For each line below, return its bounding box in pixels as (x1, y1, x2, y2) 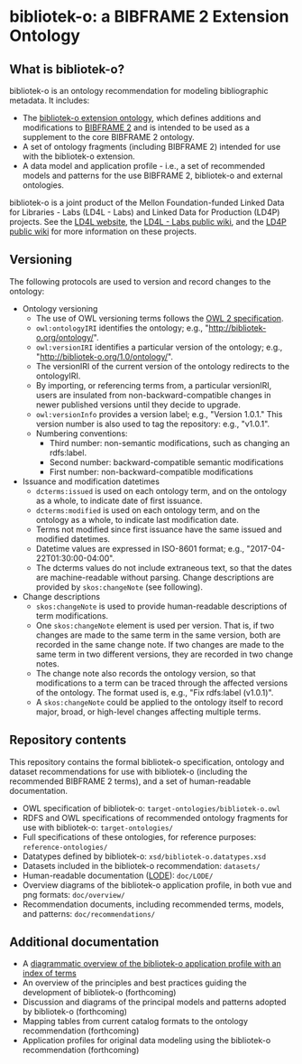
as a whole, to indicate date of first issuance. (35, 495, 203, 506)
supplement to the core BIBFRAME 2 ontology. (22, 132, 196, 142)
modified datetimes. (35, 533, 111, 544)
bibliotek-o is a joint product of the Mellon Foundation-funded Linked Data (9, 197, 285, 208)
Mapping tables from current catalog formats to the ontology (22, 1016, 249, 1027)
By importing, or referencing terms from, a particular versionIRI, (35, 379, 272, 390)
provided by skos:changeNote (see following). (35, 581, 203, 593)
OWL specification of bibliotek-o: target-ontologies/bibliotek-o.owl (22, 802, 281, 814)
